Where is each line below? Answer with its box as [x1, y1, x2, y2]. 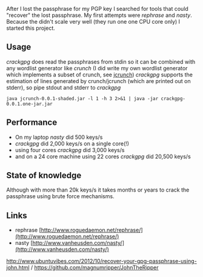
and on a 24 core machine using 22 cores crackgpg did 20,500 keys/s [15, 153, 191, 160]
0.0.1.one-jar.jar [6, 101, 53, 107]
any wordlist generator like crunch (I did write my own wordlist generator [6, 64, 188, 72]
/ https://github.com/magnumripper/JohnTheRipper [30, 264, 159, 272]
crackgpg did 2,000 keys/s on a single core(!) [15, 139, 129, 147]
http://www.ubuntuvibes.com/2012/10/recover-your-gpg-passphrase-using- [6, 258, 197, 265]
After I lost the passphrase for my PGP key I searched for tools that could [6, 5, 189, 12]
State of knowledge [6, 170, 82, 181]
